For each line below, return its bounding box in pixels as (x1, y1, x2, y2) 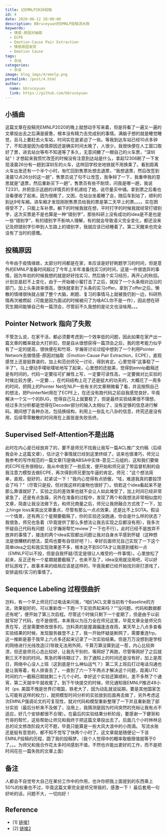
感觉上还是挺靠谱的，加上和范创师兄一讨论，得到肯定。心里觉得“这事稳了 (5, 359, 156, 365)
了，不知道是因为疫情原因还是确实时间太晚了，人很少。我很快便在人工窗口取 (5, 143, 162, 149)
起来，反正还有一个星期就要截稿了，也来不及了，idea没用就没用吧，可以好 (5, 557, 158, 562)
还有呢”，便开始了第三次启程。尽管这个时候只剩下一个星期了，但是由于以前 (5, 611, 160, 617)
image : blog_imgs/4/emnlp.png (5, 72, 68, 77)
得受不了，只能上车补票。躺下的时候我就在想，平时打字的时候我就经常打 (5, 205, 153, 211)
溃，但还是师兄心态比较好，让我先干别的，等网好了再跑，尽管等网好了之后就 (5, 649, 162, 654)
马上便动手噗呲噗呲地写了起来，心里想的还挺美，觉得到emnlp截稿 (20, 365, 155, 371)
